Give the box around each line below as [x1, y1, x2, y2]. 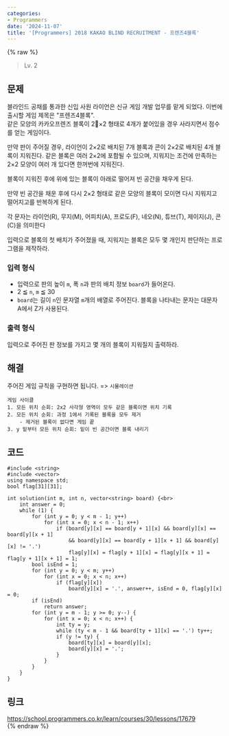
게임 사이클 [7, 397, 34, 404]
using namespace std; [7, 477, 69, 484]
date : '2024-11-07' [7, 23, 63, 30]
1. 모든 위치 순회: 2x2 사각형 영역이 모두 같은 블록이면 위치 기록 [7, 404, 173, 411]
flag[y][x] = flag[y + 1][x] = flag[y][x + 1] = [68, 549, 210, 557]
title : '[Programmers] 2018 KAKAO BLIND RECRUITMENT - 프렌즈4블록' [7, 29, 200, 36]
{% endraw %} [7, 722, 49, 731]
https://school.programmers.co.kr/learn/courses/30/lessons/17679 [7, 715, 196, 723]
